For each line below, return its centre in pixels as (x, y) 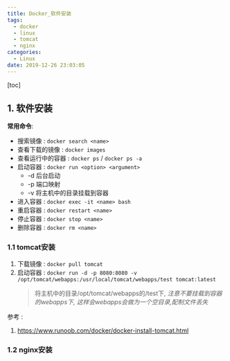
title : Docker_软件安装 (39, 14)
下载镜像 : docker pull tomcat (60, 263)
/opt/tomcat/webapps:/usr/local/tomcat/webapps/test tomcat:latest (116, 279)
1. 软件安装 (30, 108)
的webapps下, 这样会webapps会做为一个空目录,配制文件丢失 (121, 301)
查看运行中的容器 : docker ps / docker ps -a (79, 158)
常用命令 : (20, 126)
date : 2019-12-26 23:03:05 (46, 65)
